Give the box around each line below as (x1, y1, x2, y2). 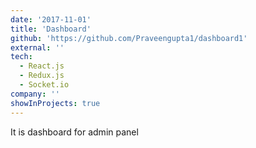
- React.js (19, 61, 65, 71)
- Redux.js (19, 71, 65, 81)
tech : (10, 52, 33, 62)
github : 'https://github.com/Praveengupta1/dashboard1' (10, 33, 248, 43)
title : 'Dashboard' (10, 24, 92, 34)
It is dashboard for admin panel (10, 126, 139, 138)
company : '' (10, 89, 60, 99)
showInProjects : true (10, 98, 101, 108)
